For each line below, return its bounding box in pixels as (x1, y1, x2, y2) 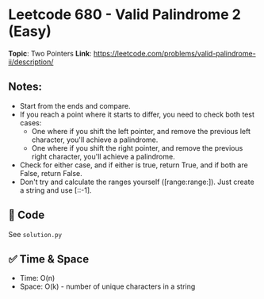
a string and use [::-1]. (19, 185, 93, 195)
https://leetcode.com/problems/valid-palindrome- (94, 48, 256, 58)
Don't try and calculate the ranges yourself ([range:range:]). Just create (19, 177, 255, 186)
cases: (19, 117, 42, 128)
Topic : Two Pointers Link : (8, 48, 93, 58)
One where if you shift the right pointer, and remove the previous (31, 143, 243, 152)
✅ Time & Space (8, 252, 90, 266)
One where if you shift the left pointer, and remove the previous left (31, 126, 251, 136)
